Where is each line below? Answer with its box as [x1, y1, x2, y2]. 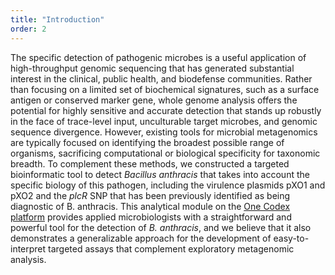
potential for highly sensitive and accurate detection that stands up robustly [10, 104, 322, 116]
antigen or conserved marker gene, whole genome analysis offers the [10, 94, 298, 106]
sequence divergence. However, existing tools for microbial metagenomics [10, 126, 318, 138]
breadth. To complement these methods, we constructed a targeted [10, 157, 290, 170]
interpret [10, 242, 47, 255]
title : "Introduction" [10, 14, 105, 25]
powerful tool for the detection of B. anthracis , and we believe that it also [10, 221, 312, 233]
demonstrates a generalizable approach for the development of [10, 232, 272, 244]
